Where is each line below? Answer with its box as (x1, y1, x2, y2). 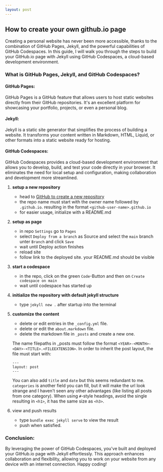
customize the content (12, 311, 60, 317)
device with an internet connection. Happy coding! (5, 461, 107, 467)
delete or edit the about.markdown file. (19, 326, 94, 332)
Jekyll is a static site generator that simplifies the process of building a (5, 127, 147, 133)
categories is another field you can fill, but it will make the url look (12, 382, 145, 388)
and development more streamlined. (5, 175, 78, 180)
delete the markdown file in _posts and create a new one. (19, 331, 135, 337)
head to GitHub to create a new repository (19, 194, 104, 200)
